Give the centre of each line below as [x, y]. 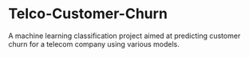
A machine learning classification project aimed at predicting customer [125, 36]
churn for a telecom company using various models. [94, 44]
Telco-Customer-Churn [88, 14]
